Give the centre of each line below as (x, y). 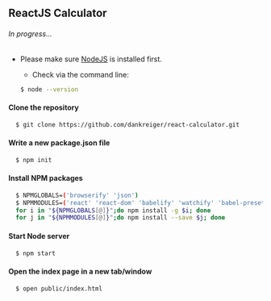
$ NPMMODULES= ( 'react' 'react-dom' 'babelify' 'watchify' (115, 203)
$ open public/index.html (59, 288)
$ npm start (36, 253)
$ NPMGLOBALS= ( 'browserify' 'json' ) (77, 195)
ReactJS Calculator (58, 13)
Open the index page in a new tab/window (80, 271)
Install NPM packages (46, 178)
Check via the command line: (80, 74)
